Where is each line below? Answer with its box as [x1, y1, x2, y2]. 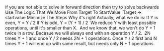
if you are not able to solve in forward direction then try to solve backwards [5, 4, 159, 10]
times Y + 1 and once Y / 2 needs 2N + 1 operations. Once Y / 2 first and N [5, 35, 157, 41]
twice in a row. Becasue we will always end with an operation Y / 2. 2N [5, 30, 151, 36]
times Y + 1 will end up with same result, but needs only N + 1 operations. [5, 41, 155, 46]
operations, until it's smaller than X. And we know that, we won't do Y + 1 [5, 25, 156, 31]
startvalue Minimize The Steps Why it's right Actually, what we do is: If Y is [5, 15, 158, 20]
